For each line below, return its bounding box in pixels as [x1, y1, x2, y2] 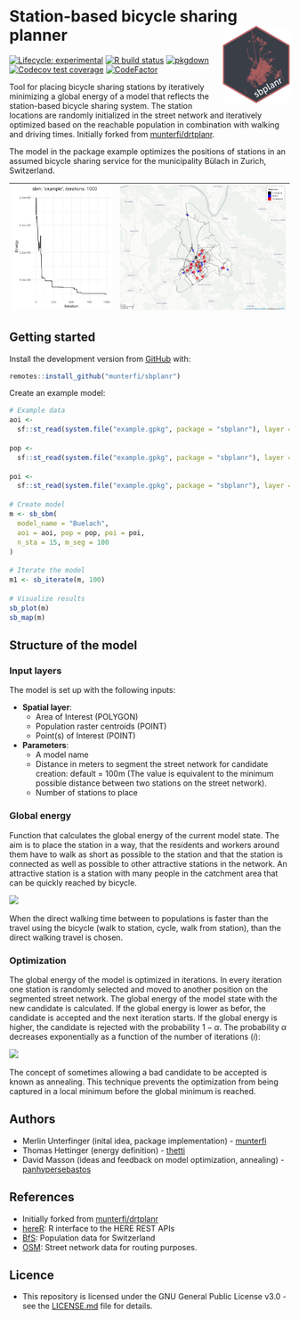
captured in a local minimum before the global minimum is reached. [9, 1085, 256, 1096]
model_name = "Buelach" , [17, 519, 109, 528]
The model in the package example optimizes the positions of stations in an [9, 145, 287, 157]
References [9, 1190, 75, 1205]
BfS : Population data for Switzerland [21, 1232, 156, 1243]
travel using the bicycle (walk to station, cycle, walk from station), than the [9, 922, 282, 933]
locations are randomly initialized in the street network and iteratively [9, 110, 263, 120]
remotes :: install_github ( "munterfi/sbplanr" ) [9, 372, 181, 381]
